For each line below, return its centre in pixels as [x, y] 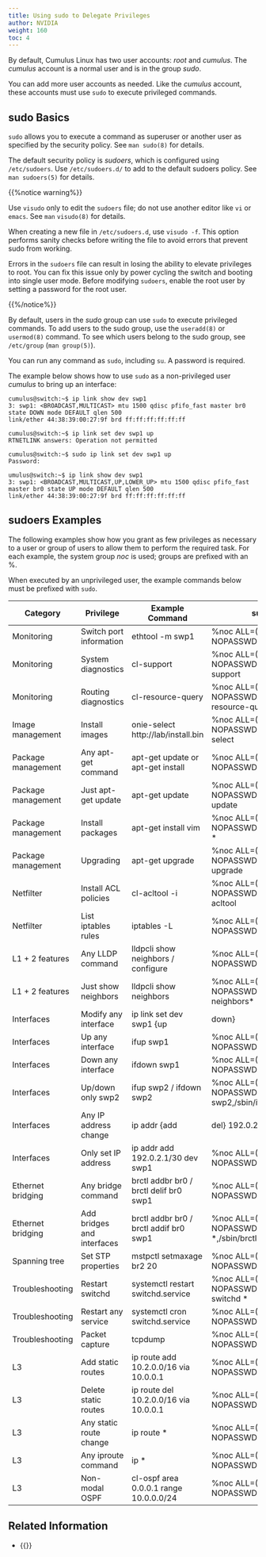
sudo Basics [39, 117]
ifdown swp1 [156, 1064]
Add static [99, 1362]
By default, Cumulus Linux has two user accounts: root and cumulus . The [128, 60]
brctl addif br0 [158, 1228]
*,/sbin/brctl [234, 1238]
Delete [93, 1390]
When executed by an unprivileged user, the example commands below [125, 580]
